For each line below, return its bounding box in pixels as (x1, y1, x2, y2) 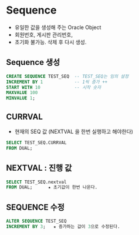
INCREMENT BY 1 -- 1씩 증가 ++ (6, 79, 108, 85)
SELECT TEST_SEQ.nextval (6, 179, 67, 185)
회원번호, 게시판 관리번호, (14, 31, 73, 38)
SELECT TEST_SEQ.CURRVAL (6, 140, 67, 145)
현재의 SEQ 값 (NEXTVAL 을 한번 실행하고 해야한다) (14, 128, 134, 135)
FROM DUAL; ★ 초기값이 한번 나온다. (6, 184, 98, 190)
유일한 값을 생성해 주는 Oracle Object (14, 24, 101, 31)
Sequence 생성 (6, 57, 60, 68)
